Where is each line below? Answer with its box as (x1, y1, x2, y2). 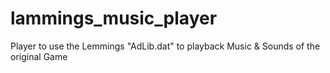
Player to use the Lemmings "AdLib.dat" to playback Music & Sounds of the (10, 40, 321, 52)
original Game (10, 50, 68, 62)
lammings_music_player (10, 7, 218, 30)
